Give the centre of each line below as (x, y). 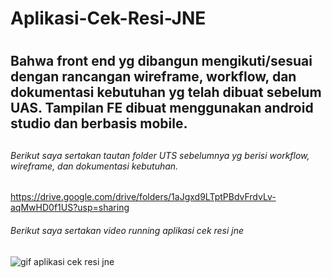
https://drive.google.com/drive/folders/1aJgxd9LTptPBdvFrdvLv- (143, 197)
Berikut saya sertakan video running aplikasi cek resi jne (127, 230)
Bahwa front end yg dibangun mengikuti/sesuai (161, 61)
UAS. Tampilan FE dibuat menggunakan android (162, 108)
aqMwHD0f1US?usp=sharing (70, 208)
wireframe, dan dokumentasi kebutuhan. (94, 166)
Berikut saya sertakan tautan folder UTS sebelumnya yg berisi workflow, (160, 155)
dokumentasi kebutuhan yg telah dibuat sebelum (166, 92)
